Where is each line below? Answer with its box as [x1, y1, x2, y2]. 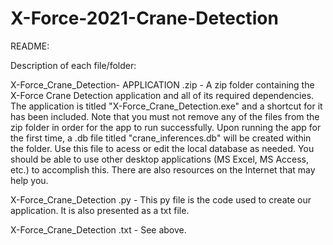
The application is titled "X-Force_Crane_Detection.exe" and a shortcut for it [10, 100, 323, 112]
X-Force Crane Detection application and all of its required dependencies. [10, 89, 315, 101]
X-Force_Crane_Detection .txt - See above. [10, 223, 187, 236]
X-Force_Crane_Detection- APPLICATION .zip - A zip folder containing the [10, 78, 315, 91]
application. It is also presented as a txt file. [10, 204, 190, 216]
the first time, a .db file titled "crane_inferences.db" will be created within [10, 132, 312, 144]
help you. [10, 174, 49, 186]
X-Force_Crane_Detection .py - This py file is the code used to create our [10, 193, 312, 206]
